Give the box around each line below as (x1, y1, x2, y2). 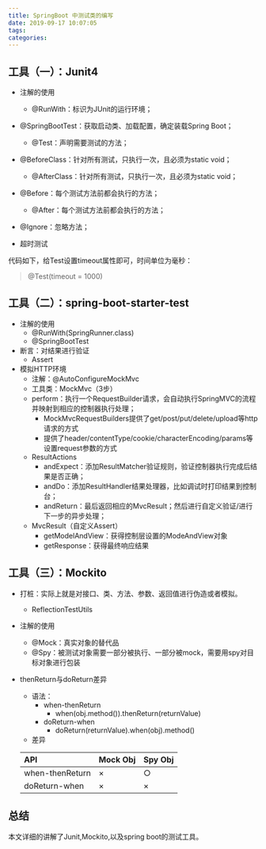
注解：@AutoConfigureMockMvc (31, 374, 140, 383)
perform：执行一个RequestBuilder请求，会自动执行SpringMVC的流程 (31, 394, 256, 403)
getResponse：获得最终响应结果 (43, 540, 149, 550)
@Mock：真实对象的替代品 (31, 638, 120, 647)
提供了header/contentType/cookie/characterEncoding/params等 (43, 433, 253, 443)
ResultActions (31, 452, 78, 462)
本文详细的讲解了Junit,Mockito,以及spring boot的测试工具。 (8, 832, 203, 841)
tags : (8, 26, 26, 34)
